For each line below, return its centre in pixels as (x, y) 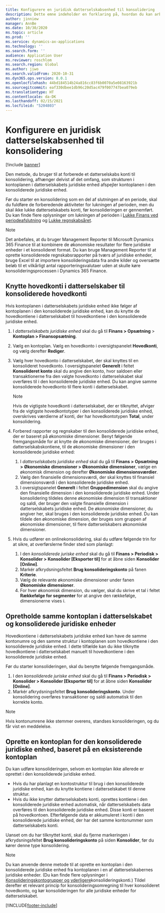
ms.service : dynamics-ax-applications (45, 42)
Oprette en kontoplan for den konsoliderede (73, 741)
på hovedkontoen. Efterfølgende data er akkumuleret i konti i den (78, 815)
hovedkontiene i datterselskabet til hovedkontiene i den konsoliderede (76, 316)
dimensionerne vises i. (43, 600)
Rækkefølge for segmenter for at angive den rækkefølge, (78, 596)
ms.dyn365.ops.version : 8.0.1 (36, 78)
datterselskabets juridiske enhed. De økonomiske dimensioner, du (86, 508)
